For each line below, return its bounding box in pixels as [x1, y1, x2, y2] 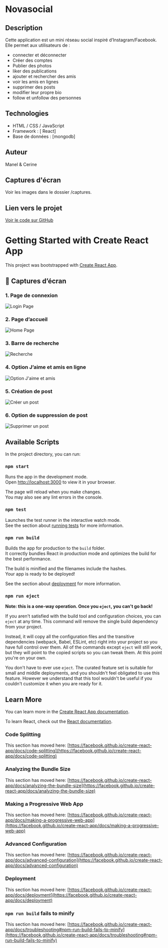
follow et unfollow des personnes [12, 95, 81, 101]
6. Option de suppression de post [5, 412, 88, 419]
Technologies [5, 109, 49, 118]
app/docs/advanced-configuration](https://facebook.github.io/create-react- [5, 857, 163, 863]
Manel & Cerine [5, 161, 37, 167]
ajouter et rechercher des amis [12, 73, 76, 79]
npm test [5, 507, 27, 513]
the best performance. [5, 556, 52, 562]
